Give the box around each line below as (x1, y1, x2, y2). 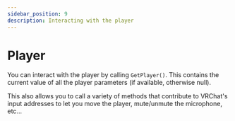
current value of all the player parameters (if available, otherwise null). (7, 79, 212, 87)
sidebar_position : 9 (7, 10, 68, 18)
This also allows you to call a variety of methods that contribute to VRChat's (7, 92, 228, 100)
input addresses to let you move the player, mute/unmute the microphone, (7, 100, 222, 108)
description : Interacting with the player (7, 17, 134, 24)
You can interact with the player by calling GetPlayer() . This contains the (7, 71, 219, 79)
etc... (7, 107, 23, 115)
